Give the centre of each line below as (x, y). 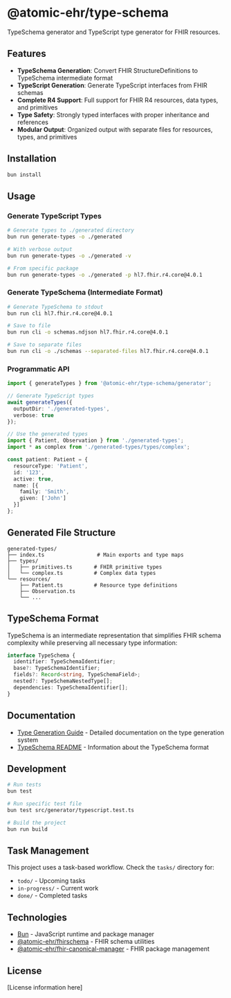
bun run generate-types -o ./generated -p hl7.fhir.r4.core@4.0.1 (105, 275)
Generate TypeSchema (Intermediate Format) (85, 293)
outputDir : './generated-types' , (62, 408)
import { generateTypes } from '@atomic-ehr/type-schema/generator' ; (110, 384)
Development (37, 769)
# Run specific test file (44, 804)
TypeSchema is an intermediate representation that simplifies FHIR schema (114, 635)
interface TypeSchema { (41, 655)
